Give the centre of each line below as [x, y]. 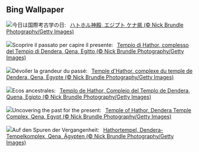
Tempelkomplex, [27, 136]
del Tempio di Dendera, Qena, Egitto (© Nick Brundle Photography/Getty [95, 51]
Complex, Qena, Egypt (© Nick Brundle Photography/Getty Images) [89, 116]
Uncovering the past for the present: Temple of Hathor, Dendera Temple [102, 110]
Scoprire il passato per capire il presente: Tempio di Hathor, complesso [100, 45]
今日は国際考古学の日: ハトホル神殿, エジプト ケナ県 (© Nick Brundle [98, 25]
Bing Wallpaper [35, 10]
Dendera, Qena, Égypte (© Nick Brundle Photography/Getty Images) [90, 77]
